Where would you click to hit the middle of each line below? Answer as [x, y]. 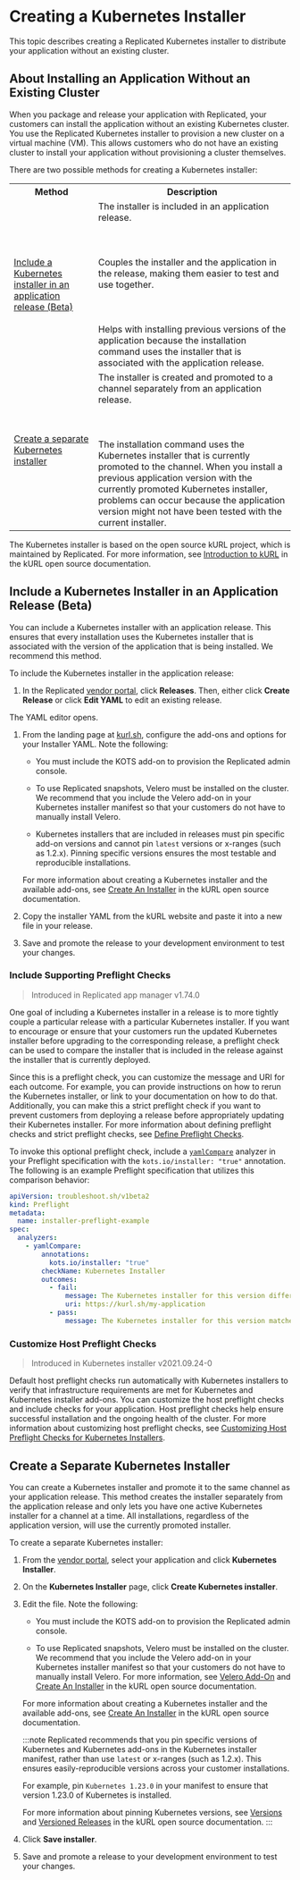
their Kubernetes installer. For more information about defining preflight [140, 1125]
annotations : [66, 1254]
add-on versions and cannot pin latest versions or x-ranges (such [158, 843]
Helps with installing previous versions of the [192, 329]
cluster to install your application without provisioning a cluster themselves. [148, 152]
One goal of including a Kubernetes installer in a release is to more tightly [144, 1012]
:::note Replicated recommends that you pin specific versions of [140, 1740]
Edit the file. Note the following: [80, 1604]
